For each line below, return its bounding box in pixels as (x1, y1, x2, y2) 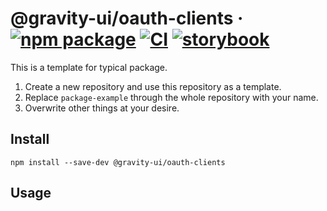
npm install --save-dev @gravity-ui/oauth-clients (10, 157, 226, 167)
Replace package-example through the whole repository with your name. (24, 91, 319, 103)
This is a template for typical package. (10, 61, 168, 73)
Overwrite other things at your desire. (24, 102, 180, 114)
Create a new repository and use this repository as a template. (24, 80, 282, 92)
